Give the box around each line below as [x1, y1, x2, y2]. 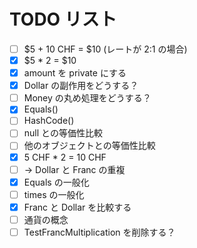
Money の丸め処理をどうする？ [23, 92, 152, 104]
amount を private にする [23, 67, 127, 79]
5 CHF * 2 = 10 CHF [23, 151, 107, 163]
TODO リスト [9, 8, 117, 31]
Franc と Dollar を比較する [23, 201, 132, 213]
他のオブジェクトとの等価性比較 [23, 140, 156, 152]
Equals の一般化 [23, 176, 90, 188]
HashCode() [23, 115, 75, 127]
